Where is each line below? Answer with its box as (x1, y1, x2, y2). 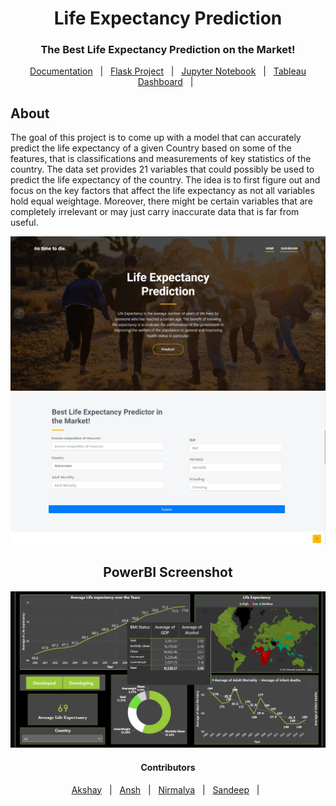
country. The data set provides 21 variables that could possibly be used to (10, 163, 315, 176)
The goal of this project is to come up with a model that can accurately (10, 132, 302, 144)
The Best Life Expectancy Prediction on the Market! (40, 43, 296, 57)
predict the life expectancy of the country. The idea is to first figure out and (10, 174, 321, 186)
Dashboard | (137, 76, 194, 88)
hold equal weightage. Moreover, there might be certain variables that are (10, 195, 313, 207)
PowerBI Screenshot (103, 564, 233, 581)
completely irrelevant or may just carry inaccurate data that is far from (10, 206, 300, 218)
